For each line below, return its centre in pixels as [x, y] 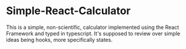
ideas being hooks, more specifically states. [59, 40]
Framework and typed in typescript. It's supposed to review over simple [93, 33]
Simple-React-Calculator [68, 11]
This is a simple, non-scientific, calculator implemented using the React [93, 27]
